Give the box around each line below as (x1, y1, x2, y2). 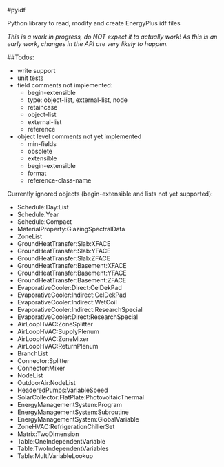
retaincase (27, 103, 58, 111)
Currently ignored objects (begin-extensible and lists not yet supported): (7, 189, 214, 198)
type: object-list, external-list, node (27, 96, 128, 104)
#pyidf (7, 6, 26, 14)
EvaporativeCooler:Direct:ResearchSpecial (17, 313, 139, 321)
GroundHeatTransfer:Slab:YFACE (17, 247, 111, 255)
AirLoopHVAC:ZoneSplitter (17, 320, 93, 328)
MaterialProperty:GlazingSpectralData (17, 225, 125, 233)
